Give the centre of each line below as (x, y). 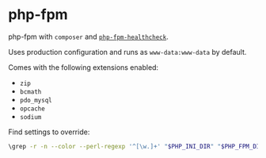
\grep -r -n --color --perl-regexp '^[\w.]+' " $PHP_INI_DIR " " (115, 146)
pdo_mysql (36, 100)
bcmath (30, 92)
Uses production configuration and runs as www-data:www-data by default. (127, 52)
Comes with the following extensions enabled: (84, 67)
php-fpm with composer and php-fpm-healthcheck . (88, 37)
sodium (30, 117)
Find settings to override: (49, 132)
